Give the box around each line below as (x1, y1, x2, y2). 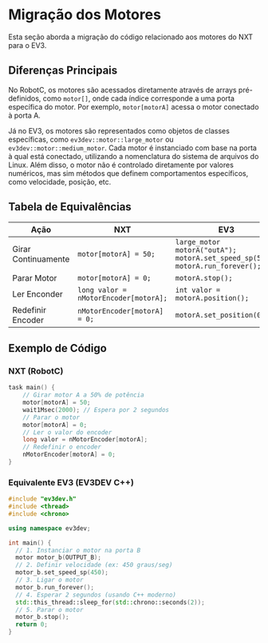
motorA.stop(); (175, 274, 233, 282)
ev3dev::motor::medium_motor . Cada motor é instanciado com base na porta (8, 142, 258, 153)
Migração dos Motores (8, 6, 162, 24)
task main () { (8, 384, 56, 392)
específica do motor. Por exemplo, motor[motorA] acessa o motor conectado (8, 102, 259, 111)
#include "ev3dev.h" (8, 495, 77, 503)
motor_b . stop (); (15, 613, 69, 621)
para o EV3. (8, 40, 47, 50)
